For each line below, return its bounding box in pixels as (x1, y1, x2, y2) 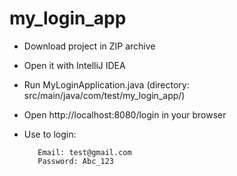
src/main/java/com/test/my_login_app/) (23, 89, 186, 101)
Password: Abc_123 (37, 156, 114, 166)
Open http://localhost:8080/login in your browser (23, 108, 227, 121)
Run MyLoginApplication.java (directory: (23, 78, 190, 91)
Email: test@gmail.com (37, 147, 132, 157)
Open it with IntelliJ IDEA (23, 59, 126, 71)
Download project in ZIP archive (23, 40, 156, 52)
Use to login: (23, 128, 77, 140)
